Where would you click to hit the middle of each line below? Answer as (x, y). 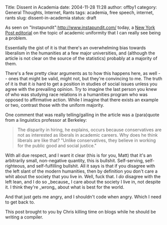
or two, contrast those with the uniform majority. (55, 105)
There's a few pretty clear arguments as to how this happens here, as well (81, 73)
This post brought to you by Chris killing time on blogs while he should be (81, 212)
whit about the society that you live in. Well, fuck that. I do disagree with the (83, 176)
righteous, (16, 166)
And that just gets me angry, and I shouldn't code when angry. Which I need (83, 197)
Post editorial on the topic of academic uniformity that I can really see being (83, 33)
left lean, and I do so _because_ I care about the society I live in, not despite (83, 182)
